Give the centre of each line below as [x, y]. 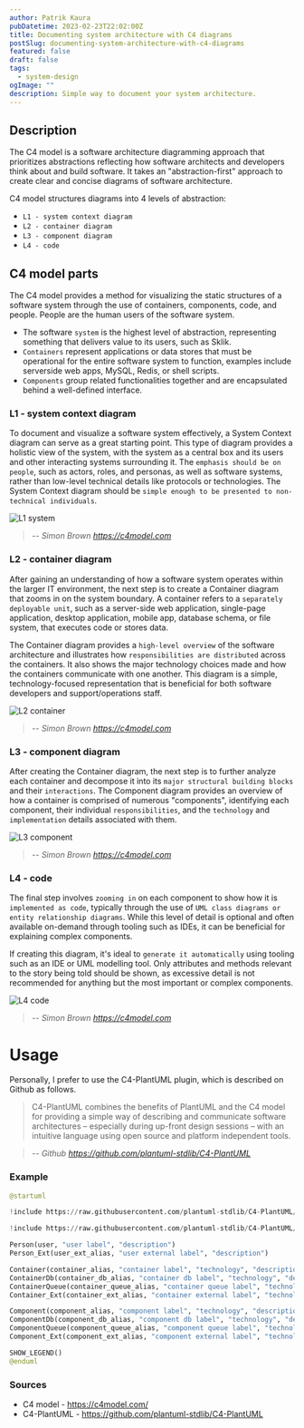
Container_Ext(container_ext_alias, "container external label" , [135, 1295]
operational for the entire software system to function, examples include [157, 361]
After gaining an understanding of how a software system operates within [146, 579]
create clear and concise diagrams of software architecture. [121, 181]
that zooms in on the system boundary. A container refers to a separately [146, 598]
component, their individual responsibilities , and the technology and [139, 810]
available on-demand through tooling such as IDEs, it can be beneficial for [147, 927]
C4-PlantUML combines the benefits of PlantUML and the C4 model [158, 1107]
